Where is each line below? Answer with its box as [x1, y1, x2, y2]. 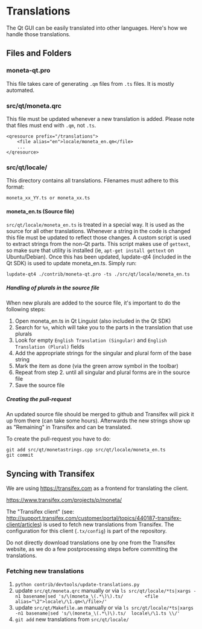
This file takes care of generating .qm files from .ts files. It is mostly [6, 80, 174, 87]
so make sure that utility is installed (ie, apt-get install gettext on [6, 247, 174, 254]
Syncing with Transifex [6, 468, 95, 479]
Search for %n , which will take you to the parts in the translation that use [14, 324, 193, 331]
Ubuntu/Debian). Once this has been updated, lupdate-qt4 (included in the [6, 253, 192, 260]
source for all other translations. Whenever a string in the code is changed [6, 228, 191, 235]
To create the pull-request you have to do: [6, 435, 111, 442]
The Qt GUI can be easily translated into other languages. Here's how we [6, 24, 188, 31]
